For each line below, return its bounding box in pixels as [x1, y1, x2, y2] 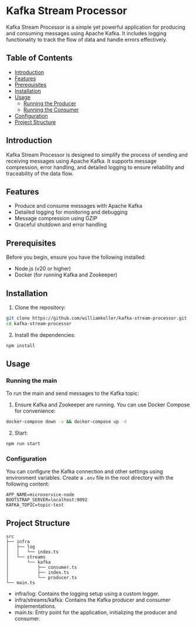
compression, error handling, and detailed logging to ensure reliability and [6, 163, 184, 171]
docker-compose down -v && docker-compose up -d [6, 419, 127, 425]
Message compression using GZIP [14, 215, 98, 222]
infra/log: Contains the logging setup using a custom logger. [14, 590, 160, 597]
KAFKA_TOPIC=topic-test [6, 502, 64, 508]
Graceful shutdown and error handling [14, 221, 107, 228]
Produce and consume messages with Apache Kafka [14, 203, 142, 210]
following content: [6, 480, 50, 488]
